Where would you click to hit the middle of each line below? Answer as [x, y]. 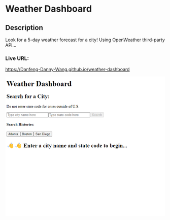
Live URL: [17, 58]
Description [24, 28]
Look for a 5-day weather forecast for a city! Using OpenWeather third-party [85, 40]
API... [11, 45]
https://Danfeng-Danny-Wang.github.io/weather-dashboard [67, 70]
